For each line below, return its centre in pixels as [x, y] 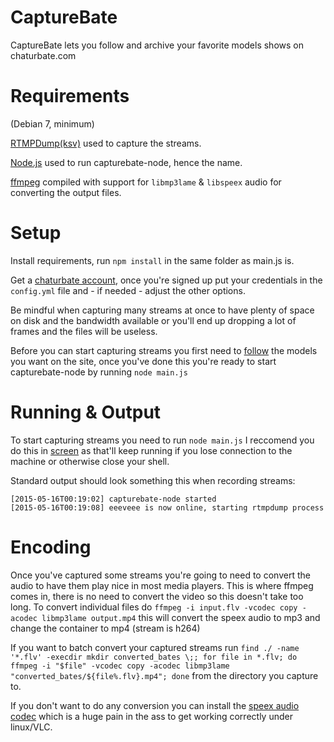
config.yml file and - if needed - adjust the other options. [128, 290]
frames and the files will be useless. [84, 331]
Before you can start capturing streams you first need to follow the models [164, 350]
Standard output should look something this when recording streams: [153, 480]
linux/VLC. [31, 727]
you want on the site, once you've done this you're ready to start [143, 361]
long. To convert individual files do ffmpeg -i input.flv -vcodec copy [154, 607]
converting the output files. [66, 192]
